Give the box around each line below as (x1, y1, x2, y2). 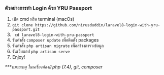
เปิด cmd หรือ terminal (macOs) (12, 16, 75, 22)
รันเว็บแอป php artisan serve (12, 48, 70, 55)
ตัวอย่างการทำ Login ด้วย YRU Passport (5, 5, 92, 12)
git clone (12, 23, 34, 28)
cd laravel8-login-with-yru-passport (14, 32, 94, 37)
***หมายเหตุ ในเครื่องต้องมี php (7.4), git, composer (5, 64, 103, 70)
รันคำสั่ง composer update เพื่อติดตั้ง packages (12, 37, 99, 43)
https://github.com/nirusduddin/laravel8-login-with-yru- (35, 23, 160, 28)
